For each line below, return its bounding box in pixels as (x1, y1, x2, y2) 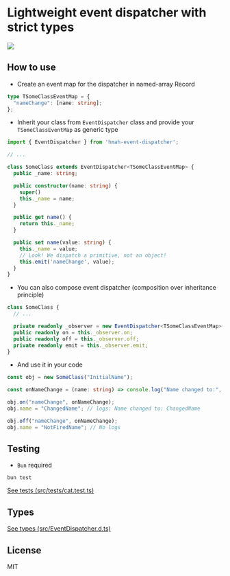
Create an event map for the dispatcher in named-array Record (16, 80, 195, 88)
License (7, 544, 42, 556)
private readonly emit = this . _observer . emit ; (13, 342, 149, 349)
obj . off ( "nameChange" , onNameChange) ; (7, 417, 118, 424)
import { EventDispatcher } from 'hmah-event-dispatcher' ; (7, 139, 179, 146)
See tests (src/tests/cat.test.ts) (7, 486, 94, 495)
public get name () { (13, 214, 72, 221)
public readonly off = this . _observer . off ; (13, 335, 139, 343)
